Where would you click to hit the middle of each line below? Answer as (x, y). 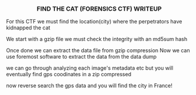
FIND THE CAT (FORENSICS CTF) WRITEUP (99, 9)
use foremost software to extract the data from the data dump (81, 57)
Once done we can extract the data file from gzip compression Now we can (98, 50)
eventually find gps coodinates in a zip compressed (69, 74)
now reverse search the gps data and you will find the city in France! (89, 86)
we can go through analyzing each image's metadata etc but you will (90, 68)
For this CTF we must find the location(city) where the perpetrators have (94, 22)
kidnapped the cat (28, 28)
